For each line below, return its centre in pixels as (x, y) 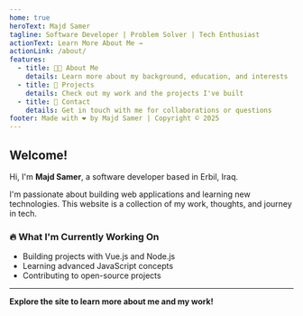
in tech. (23, 213)
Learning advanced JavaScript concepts (98, 266)
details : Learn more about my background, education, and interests (157, 77)
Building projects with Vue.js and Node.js (99, 256)
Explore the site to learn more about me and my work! (111, 302)
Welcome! (38, 155)
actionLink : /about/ (48, 51)
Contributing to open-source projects (92, 275)
